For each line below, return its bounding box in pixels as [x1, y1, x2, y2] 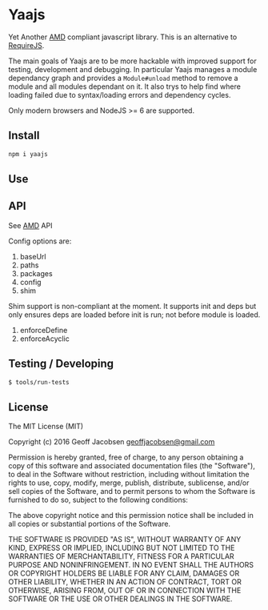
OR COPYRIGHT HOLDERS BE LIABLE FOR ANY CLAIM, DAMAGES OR [8, 568, 240, 578]
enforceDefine [19, 325, 68, 335]
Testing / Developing [8, 357, 114, 371]
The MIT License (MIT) [8, 422, 84, 431]
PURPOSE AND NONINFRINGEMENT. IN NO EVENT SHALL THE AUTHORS [8, 560, 254, 570]
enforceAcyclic [19, 334, 70, 343]
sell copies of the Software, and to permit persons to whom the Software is [8, 487, 256, 496]
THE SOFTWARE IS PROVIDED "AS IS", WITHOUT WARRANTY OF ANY [8, 535, 242, 544]
